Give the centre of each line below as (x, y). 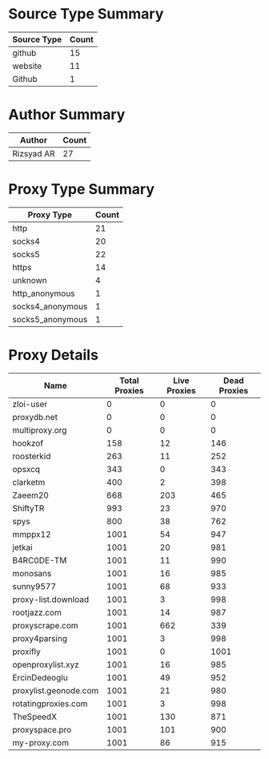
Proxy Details (53, 355)
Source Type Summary (86, 14)
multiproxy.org (40, 430)
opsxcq (26, 469)
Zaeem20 (31, 495)
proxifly (27, 652)
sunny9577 (34, 586)
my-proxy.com (41, 742)
